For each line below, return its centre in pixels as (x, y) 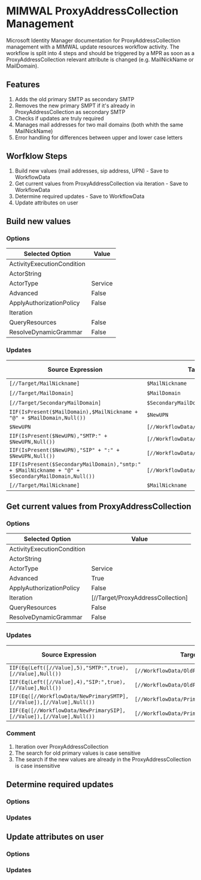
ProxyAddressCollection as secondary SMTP (70, 111)
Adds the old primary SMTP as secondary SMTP (74, 99)
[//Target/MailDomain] (41, 393)
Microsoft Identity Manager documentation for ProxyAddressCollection (93, 40)
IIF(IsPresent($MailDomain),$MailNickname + (74, 412)
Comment (21, 734)
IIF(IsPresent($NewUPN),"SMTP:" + (58, 436)
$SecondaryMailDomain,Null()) (52, 476)
